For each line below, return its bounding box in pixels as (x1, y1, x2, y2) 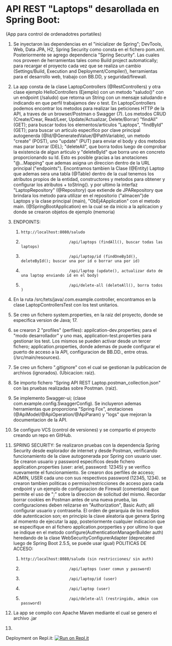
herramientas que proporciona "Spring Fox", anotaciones (13, 406, 133, 412)
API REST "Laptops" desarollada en (6, 3, 160, 15)
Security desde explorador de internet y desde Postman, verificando (13, 447, 158, 454)
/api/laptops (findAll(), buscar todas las (68, 239, 163, 245)
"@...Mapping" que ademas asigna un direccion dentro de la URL (13, 159, 150, 166)
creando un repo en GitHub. (13, 432, 72, 438)
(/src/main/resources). (13, 354, 61, 360)
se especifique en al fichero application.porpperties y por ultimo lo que (13, 523, 163, 530)
